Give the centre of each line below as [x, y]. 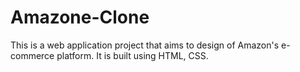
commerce [32, 55]
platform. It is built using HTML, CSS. [132, 55]
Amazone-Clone [80, 17]
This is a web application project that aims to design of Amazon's [145, 45]
